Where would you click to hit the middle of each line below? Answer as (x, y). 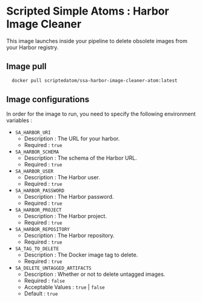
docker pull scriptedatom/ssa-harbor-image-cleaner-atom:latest (95, 80)
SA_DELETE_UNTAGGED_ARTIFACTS (53, 269)
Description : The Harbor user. (62, 177)
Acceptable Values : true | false (64, 287)
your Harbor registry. (32, 47)
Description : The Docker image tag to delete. (81, 255)
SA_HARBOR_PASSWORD (40, 191)
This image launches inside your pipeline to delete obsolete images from (97, 41)
